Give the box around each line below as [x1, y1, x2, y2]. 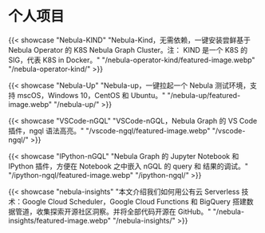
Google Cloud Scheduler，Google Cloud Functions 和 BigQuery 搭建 [22, 196, 247, 206]
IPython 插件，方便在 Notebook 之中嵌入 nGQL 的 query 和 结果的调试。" [8, 161, 249, 171]
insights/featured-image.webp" [8, 215, 112, 225]
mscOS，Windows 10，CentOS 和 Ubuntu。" [17, 90, 166, 100]
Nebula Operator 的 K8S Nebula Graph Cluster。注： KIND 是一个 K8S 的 [8, 45, 248, 54]
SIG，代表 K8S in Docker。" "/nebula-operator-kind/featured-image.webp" [8, 55, 255, 65]
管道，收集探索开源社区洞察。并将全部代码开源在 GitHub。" [14, 207, 212, 216]
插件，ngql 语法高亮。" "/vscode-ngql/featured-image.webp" [8, 125, 211, 136]
